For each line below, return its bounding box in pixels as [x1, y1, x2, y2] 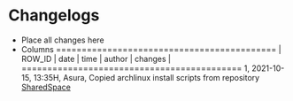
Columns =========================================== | [20, 43, 281, 54]
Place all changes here [20, 35, 104, 45]
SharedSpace [20, 82, 72, 92]
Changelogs [8, 5, 100, 26]
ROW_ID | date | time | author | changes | [20, 53, 172, 64]
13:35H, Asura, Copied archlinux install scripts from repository [33, 72, 260, 82]
